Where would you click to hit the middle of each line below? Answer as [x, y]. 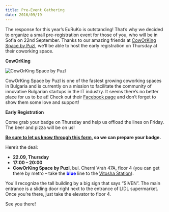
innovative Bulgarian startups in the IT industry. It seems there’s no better [82, 91]
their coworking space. [29, 51]
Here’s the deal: [22, 147]
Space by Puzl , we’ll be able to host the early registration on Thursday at [81, 45]
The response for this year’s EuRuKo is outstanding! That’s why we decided [84, 29]
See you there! [21, 204]
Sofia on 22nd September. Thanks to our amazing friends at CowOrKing [81, 40]
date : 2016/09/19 [24, 15]
